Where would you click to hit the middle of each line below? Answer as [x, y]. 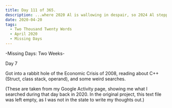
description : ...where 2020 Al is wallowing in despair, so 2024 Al [80, 15]
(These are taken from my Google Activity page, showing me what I [76, 88]
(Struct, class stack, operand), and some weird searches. [66, 79]
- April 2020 [24, 34]
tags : [11, 24]
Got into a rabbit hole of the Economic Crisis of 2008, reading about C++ [82, 73]
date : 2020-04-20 [24, 20]
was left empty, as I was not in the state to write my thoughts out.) [75, 100]
